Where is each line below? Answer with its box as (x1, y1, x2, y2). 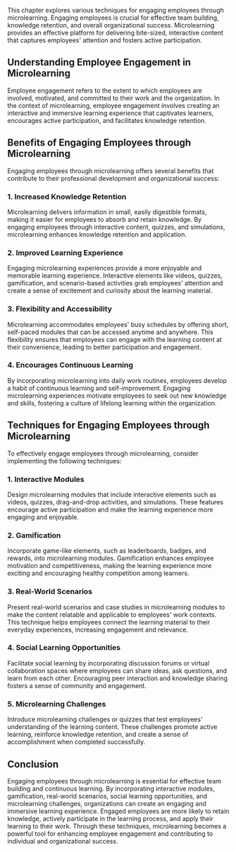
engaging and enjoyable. (7, 512, 80, 521)
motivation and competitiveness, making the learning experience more (7, 562, 212, 570)
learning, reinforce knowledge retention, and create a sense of (7, 730, 189, 739)
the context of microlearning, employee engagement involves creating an (7, 101, 220, 110)
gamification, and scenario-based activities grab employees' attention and (7, 279, 223, 288)
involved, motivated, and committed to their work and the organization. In (7, 93, 220, 102)
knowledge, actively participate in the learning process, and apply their (7, 814, 213, 822)
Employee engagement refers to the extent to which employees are (7, 86, 203, 95)
